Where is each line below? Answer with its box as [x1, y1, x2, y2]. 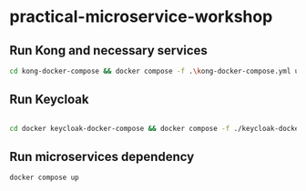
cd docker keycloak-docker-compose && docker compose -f [9, 124, 230, 133]
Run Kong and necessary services [9, 43, 208, 58]
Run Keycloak [9, 92, 89, 107]
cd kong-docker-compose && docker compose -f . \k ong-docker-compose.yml [9, 66, 291, 75]
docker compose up [9, 173, 79, 183]
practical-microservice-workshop [9, 6, 273, 27]
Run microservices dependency [9, 148, 195, 165]
